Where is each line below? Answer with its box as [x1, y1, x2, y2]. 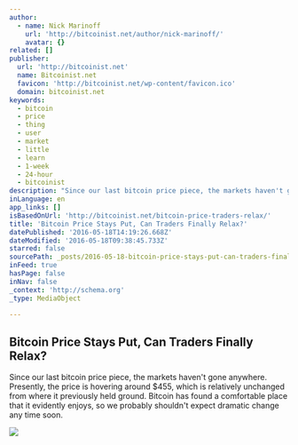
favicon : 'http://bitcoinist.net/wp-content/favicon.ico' [17, 79, 237, 88]
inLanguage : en [9, 195, 66, 204]
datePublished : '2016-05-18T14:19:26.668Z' [9, 227, 173, 236]
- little [17, 145, 50, 154]
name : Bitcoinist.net [17, 71, 98, 80]
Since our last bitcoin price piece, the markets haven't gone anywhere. [9, 372, 268, 383]
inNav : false [9, 277, 58, 286]
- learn [17, 153, 46, 163]
